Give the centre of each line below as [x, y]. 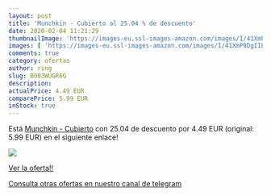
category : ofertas [39, 61]
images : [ [25, 46]
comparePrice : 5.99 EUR [48, 98]
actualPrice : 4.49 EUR [46, 91]
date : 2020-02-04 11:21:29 [54, 31]
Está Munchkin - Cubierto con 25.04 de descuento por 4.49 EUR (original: [131, 129]
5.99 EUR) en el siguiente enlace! [63, 137]
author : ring [30, 69]
